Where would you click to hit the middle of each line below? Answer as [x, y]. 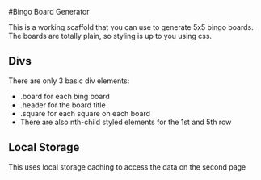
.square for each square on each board [85, 113]
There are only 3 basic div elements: [69, 81]
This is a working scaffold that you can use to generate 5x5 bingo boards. [131, 27]
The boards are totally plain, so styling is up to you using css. [110, 36]
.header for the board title [63, 105]
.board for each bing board [65, 96]
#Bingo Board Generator [49, 12]
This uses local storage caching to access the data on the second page [127, 167]
